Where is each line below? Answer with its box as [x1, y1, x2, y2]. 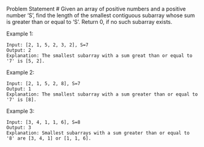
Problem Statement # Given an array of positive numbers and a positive [6, 6, 186, 12]
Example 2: [6, 69, 35, 76]
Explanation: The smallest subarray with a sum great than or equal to [6, 53, 192, 59]
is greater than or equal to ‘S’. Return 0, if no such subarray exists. [6, 18, 173, 25]
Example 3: [6, 107, 35, 115]
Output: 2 [6, 47, 32, 53]
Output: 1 [6, 86, 32, 92]
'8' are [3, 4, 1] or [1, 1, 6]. [6, 135, 92, 141]
